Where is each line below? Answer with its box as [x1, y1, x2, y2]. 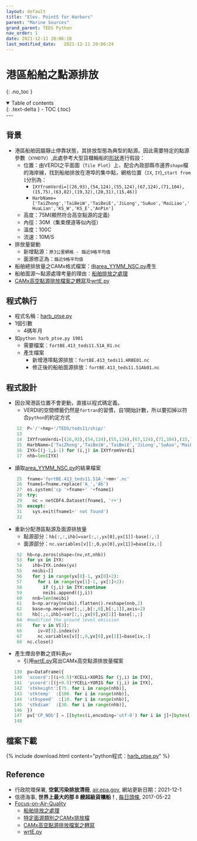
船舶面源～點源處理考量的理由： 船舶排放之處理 [14, 270, 128, 277]
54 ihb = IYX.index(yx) [16, 563, 77, 569]
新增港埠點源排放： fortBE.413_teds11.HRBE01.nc [32, 357, 150, 364]
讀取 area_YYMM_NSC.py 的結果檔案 [14, 464, 101, 471]
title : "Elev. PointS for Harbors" [6, 14, 93, 20]
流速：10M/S [23, 233, 55, 240]
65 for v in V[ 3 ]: [16, 622, 69, 628]
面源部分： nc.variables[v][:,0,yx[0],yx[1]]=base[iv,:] [23, 540, 162, 547]
